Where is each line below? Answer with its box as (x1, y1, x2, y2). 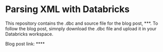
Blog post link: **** (5, 40, 45, 46)
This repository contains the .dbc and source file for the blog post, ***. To (5, 20, 158, 26)
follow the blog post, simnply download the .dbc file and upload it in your (5, 25, 157, 31)
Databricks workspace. (5, 31, 53, 37)
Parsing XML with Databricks (5, 4, 130, 15)
